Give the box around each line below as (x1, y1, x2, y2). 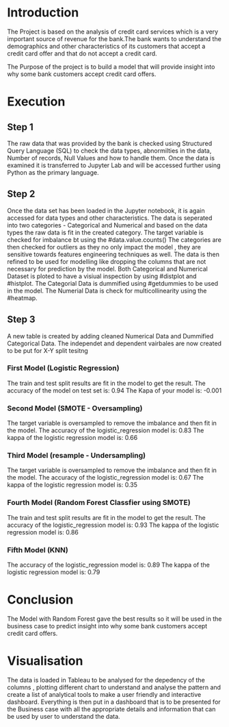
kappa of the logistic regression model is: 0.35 (7, 481, 138, 489)
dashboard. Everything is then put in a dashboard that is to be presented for (7, 698, 221, 706)
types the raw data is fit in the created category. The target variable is (7, 228, 204, 236)
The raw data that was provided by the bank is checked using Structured (7, 139, 213, 147)
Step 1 (7, 121, 34, 133)
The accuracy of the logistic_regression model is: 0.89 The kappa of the (7, 560, 210, 569)
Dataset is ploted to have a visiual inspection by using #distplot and (7, 272, 197, 280)
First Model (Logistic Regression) (7, 363, 120, 373)
